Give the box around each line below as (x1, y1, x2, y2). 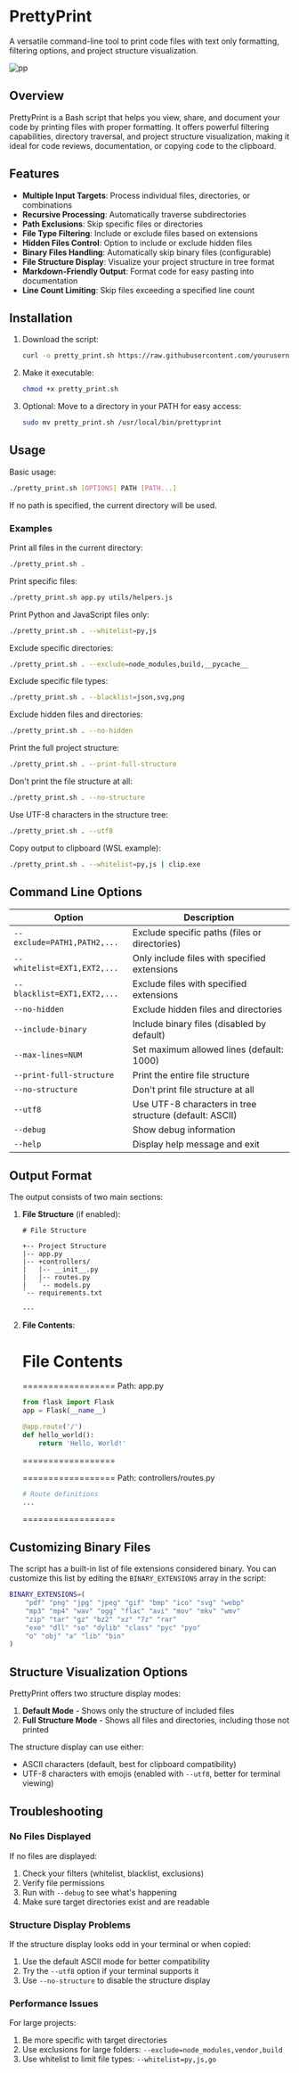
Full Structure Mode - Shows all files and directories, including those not (21, 1715, 290, 1726)
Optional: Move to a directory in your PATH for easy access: (21, 401, 242, 412)
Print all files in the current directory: (9, 542, 144, 553)
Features (9, 167, 60, 182)
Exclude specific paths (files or (132, 925, 263, 938)
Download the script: (21, 334, 100, 345)
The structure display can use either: (9, 1741, 144, 1753)
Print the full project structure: (9, 743, 120, 753)
